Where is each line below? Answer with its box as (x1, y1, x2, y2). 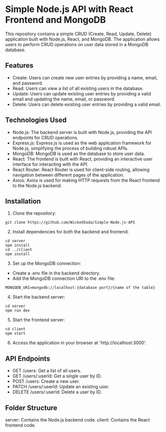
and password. (12, 80, 43, 86)
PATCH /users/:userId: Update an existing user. (12, 384, 109, 390)
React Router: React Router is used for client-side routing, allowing (12, 167, 150, 173)
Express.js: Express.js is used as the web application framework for (12, 139, 151, 146)
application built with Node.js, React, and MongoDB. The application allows (5, 36, 160, 42)
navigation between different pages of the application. (12, 172, 124, 178)
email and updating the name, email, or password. (12, 96, 116, 102)
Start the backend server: (12, 294, 65, 300)
